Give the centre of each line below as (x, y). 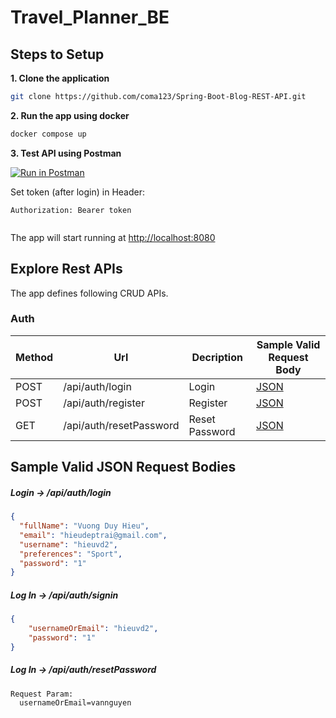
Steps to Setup (57, 54)
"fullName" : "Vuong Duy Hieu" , (84, 526)
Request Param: (42, 694)
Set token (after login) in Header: (78, 192)
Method (34, 357)
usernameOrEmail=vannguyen (75, 702)
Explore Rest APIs (66, 269)
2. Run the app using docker (70, 115)
